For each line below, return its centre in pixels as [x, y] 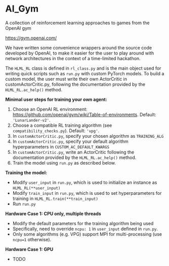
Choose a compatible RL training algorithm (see [62, 125]
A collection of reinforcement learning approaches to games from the [77, 23]
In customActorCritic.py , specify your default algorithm [71, 141]
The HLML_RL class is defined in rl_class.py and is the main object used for [83, 68]
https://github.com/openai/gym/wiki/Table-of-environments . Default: [84, 115]
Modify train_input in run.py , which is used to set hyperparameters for [87, 193]
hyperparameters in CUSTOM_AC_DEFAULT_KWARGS [61, 146]
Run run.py [24, 204]
